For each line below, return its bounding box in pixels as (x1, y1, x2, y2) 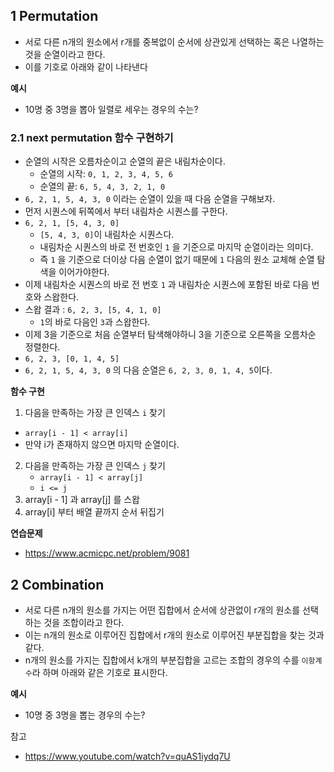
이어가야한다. (58, 266, 110, 278)
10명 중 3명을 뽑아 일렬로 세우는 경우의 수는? (24, 103, 199, 115)
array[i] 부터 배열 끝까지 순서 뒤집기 (24, 506, 165, 518)
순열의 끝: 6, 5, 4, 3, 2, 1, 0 (39, 180, 166, 193)
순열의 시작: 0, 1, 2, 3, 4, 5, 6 (39, 168, 173, 180)
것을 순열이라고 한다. (24, 48, 106, 60)
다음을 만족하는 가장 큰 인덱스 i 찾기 (24, 407, 166, 419)
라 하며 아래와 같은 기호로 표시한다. (31, 666, 168, 678)
